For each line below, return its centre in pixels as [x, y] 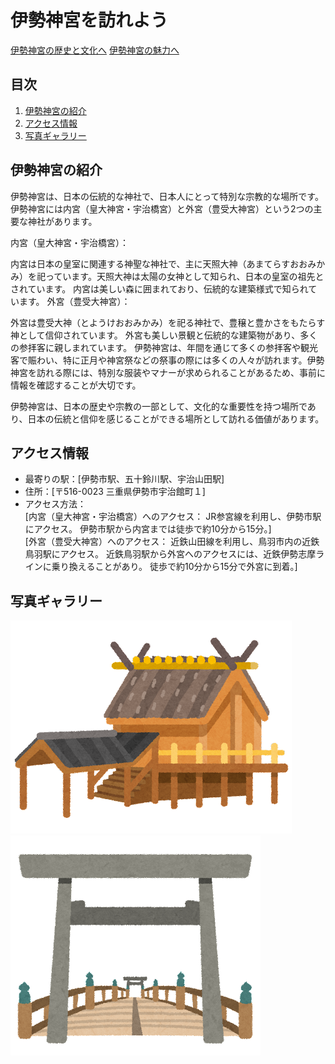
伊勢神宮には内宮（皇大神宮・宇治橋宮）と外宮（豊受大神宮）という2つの [162, 208]
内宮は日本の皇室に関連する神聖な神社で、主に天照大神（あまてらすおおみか [168, 263]
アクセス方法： [55, 504]
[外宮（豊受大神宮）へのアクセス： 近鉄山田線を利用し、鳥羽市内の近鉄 [172, 542]
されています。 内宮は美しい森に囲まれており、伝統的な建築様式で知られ [159, 288]
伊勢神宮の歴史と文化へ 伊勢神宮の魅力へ [95, 50]
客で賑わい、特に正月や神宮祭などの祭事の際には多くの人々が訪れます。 [159, 360]
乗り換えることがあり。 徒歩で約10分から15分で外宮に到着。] [174, 567]
